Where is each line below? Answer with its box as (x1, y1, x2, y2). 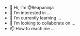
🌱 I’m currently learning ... (9, 15, 62, 20)
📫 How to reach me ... (9, 26, 55, 31)
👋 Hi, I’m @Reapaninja (9, 5, 54, 10)
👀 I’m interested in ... (9, 10, 51, 16)
